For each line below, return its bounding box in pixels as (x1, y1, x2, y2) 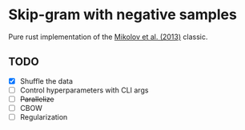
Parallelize (19, 94, 54, 104)
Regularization (19, 112, 68, 121)
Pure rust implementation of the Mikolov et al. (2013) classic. (8, 32, 208, 41)
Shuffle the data (19, 76, 74, 85)
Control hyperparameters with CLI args (19, 85, 149, 95)
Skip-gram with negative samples (8, 6, 238, 24)
